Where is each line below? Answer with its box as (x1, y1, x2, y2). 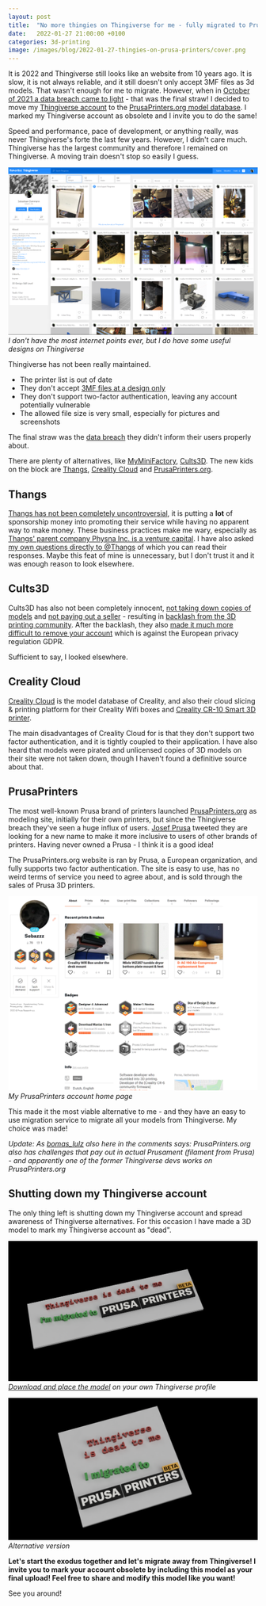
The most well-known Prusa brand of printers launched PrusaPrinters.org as (8, 806, 257, 815)
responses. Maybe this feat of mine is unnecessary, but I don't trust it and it (8, 551, 255, 560)
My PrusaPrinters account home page (8, 1091, 133, 1101)
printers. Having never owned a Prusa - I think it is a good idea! (8, 840, 214, 849)
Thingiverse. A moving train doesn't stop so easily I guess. (8, 151, 199, 162)
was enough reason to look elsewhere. (8, 559, 135, 569)
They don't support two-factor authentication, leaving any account (19, 392, 237, 402)
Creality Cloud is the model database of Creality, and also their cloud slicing (8, 696, 256, 705)
